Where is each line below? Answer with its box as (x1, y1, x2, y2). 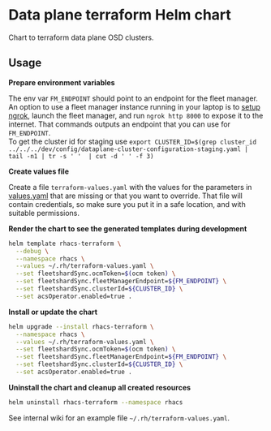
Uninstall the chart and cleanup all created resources (8, 382, 191, 392)
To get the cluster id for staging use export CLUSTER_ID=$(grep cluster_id (8, 136, 257, 146)
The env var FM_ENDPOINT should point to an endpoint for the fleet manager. (8, 93, 258, 103)
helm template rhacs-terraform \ (8, 239, 122, 248)
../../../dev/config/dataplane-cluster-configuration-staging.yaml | (8, 144, 249, 153)
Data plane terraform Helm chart (8, 6, 231, 24)
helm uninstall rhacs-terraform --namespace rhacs (8, 398, 183, 407)
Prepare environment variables (8, 77, 115, 87)
